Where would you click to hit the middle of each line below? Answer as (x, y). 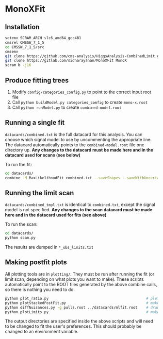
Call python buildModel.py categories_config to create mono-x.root (80, 102)
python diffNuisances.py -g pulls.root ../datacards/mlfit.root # (77, 307)
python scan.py (20, 238)
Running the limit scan (40, 193)
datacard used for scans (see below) (43, 155)
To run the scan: (21, 224)
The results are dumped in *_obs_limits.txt (49, 247)
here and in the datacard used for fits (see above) (56, 215)
